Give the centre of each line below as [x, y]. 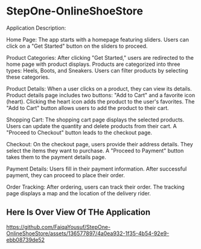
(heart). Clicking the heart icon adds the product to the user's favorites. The [101, 102]
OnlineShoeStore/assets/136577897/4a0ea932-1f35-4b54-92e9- [88, 233]
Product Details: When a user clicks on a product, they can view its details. [99, 88]
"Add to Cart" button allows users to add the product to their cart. [88, 108]
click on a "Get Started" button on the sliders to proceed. [77, 46]
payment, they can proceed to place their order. [65, 175]
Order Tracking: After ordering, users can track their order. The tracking [96, 187]
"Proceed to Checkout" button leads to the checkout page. [79, 132]
